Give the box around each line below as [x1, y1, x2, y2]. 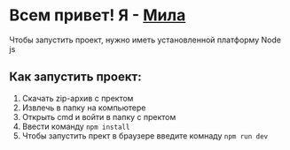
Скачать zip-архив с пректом [21, 93, 134, 103]
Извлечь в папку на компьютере [21, 102, 146, 113]
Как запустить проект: [9, 70, 142, 85]
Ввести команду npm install [21, 121, 130, 131]
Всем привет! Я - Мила [9, 5, 186, 26]
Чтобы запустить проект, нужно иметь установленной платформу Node [9, 34, 282, 45]
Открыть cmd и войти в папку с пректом [21, 111, 176, 122]
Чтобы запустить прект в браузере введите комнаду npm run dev [21, 130, 269, 141]
